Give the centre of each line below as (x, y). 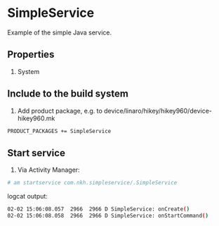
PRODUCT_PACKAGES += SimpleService (59, 131)
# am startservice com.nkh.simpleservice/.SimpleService (92, 183)
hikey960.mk (36, 118)
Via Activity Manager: (48, 170)
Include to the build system (68, 94)
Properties (31, 55)
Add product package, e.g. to (60, 111)
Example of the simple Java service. (60, 32)
